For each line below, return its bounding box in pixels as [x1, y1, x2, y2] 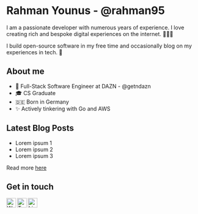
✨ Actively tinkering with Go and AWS [15, 105, 111, 112]
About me [6, 66, 45, 77]
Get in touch [6, 181, 54, 192]
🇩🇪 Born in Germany [15, 98, 69, 105]
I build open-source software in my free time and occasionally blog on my [6, 42, 193, 49]
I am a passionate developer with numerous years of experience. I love [6, 24, 185, 31]
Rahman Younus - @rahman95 [6, 4, 165, 18]
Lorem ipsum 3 [15, 152, 53, 159]
